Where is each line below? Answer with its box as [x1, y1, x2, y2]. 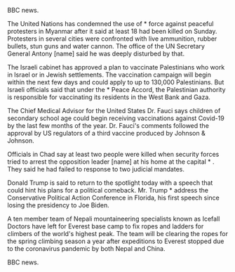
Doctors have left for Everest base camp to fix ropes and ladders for [7, 222, 204, 231]
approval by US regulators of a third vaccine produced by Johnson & [7, 129, 206, 137]
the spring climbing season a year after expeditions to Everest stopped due [7, 237, 224, 245]
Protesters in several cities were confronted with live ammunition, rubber [7, 34, 217, 43]
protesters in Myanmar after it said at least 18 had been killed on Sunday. [7, 27, 217, 35]
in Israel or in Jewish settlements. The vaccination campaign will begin [7, 70, 212, 79]
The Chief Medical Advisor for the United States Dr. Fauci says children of [7, 107, 221, 115]
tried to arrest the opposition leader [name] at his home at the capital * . [7, 157, 215, 166]
